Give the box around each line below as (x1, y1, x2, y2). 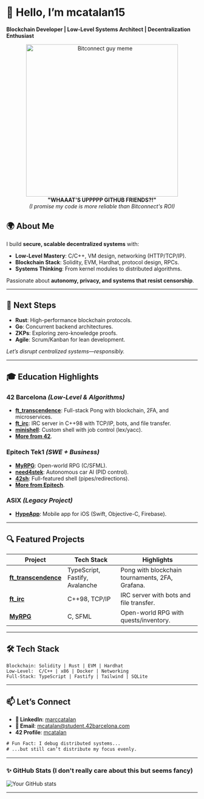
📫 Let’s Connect (6, 697, 71, 707)
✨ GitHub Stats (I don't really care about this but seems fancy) (6, 766, 193, 775)
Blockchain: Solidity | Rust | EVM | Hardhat (6, 663, 123, 669)
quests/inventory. (120, 616, 171, 624)
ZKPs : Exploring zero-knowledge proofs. (15, 329, 118, 337)
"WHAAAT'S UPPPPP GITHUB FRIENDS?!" (47, 196, 157, 203)
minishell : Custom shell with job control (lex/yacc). (15, 426, 143, 434)
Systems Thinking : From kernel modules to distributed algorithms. (15, 265, 182, 272)
